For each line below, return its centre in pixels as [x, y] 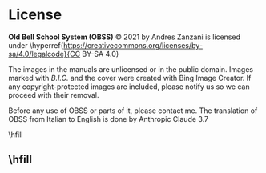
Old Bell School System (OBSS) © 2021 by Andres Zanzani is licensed [124, 37]
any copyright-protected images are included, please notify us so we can [129, 86]
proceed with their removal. [54, 95]
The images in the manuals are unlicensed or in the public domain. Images [131, 69]
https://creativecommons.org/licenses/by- [133, 45]
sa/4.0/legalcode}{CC [44, 54]
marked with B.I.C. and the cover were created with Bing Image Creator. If [130, 78]
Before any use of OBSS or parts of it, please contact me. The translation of [133, 111]
